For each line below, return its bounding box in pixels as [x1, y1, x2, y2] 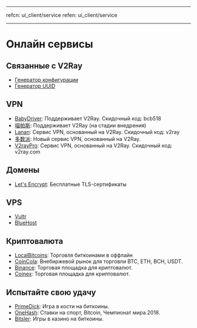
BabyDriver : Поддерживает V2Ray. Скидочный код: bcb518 [14, 115, 161, 122]
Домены [6, 165, 40, 175]
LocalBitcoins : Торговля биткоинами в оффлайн [14, 252, 133, 259]
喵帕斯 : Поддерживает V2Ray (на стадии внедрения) [14, 122, 147, 129]
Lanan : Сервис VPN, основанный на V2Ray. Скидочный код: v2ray [14, 128, 180, 135]
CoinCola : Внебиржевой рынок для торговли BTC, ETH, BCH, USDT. [14, 258, 183, 265]
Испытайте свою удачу [6, 287, 96, 297]
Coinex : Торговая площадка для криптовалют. [14, 270, 130, 278]
